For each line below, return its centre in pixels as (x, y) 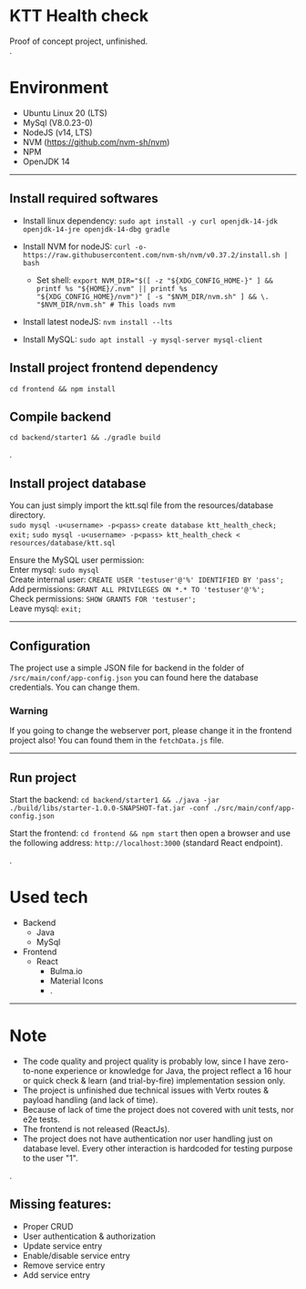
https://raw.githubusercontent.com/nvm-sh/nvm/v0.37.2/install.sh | (155, 255)
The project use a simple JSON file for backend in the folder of (127, 668)
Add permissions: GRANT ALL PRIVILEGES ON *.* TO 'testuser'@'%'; (138, 589)
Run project (43, 778)
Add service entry (56, 1274)
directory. (27, 515)
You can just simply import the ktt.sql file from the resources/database (142, 505)
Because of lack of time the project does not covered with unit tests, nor (158, 1109)
